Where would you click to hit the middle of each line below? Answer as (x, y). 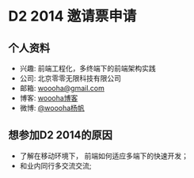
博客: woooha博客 (49, 98)
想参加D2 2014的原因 (61, 135)
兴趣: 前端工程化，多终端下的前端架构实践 (87, 68)
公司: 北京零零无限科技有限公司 (70, 78)
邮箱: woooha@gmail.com (62, 88)
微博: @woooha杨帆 (52, 108)
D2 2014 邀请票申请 (72, 16)
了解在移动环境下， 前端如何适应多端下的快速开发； (104, 156)
